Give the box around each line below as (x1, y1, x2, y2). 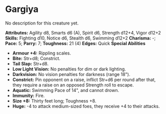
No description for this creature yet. (5, 20, 79, 26)
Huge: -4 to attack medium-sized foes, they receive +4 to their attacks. (12, 103, 160, 109)
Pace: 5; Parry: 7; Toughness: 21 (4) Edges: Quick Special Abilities (5, 40, 146, 46)
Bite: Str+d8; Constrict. (12, 55, 61, 61)
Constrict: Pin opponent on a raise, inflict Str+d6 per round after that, (12, 76, 156, 82)
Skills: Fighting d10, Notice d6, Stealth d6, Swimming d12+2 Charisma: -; (5, 35, 156, 41)
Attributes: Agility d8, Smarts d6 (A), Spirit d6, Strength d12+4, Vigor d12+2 (5, 29, 161, 35)
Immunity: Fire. (12, 92, 45, 98)
